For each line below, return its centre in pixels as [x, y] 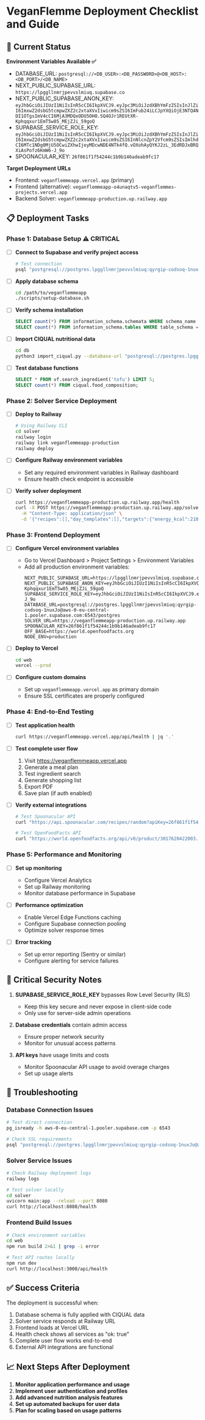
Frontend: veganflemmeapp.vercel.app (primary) [74, 180]
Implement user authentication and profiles [71, 1391]
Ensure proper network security [64, 1036]
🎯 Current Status [39, 47]
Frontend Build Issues [39, 1223]
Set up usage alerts [49, 1073]
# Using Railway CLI [41, 426]
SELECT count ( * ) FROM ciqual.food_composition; [77, 385]
